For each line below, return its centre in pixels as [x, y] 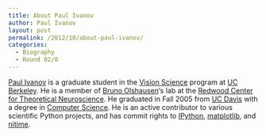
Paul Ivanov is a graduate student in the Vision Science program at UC [123, 82]
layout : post [30, 30]
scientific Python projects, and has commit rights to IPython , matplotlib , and [132, 115]
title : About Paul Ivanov [51, 15]
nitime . [19, 124]
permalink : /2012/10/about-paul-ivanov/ [76, 38]
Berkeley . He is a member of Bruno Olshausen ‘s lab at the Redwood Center [131, 90]
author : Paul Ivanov [42, 23]
